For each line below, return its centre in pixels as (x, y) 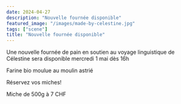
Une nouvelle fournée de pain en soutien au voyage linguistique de (90, 52)
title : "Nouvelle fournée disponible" (56, 35)
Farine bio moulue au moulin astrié (50, 70)
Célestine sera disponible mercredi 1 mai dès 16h (68, 59)
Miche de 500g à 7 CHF (36, 94)
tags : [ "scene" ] (27, 29)
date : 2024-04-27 (28, 12)
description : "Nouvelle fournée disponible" (64, 18)
